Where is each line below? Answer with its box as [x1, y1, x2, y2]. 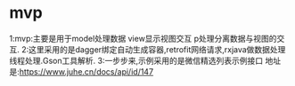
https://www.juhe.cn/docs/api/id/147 [19, 66, 154, 77]
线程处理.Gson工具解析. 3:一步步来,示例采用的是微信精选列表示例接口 [9, 55, 264, 66]
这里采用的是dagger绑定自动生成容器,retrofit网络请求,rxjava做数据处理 [28, 43, 286, 55]
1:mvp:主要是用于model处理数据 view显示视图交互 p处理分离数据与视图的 [9, 33, 278, 43]
